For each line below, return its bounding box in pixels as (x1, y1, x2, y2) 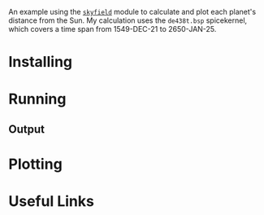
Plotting (8, 155, 63, 173)
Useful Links (8, 192, 95, 211)
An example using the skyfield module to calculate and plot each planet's (8, 7, 257, 16)
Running (8, 90, 67, 108)
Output (8, 122, 45, 136)
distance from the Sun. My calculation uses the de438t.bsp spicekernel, (8, 15, 248, 25)
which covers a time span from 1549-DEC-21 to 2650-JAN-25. (8, 24, 217, 33)
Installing (8, 53, 73, 72)
